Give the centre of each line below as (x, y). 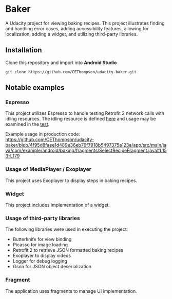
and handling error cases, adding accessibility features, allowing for (77, 28)
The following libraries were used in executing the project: (67, 229)
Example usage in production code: (43, 134)
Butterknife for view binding (42, 240)
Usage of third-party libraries (43, 218)
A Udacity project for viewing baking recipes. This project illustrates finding (85, 23)
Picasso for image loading (40, 245)
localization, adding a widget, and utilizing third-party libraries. (71, 34)
